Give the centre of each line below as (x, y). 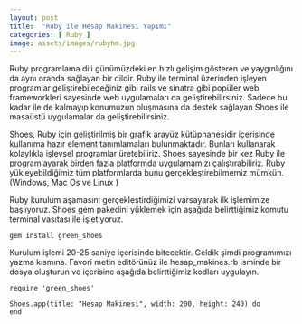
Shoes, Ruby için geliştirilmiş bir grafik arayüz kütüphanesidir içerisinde (142, 134)
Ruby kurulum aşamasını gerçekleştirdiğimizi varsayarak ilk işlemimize (140, 200)
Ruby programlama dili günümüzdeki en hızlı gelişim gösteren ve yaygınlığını (151, 69)
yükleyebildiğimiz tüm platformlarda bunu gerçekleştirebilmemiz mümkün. (147, 173)
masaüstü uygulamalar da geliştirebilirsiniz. (90, 117)
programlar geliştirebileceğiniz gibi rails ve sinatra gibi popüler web (134, 88)
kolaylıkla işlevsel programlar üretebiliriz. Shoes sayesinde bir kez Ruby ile (147, 154)
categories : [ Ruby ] (50, 34)
